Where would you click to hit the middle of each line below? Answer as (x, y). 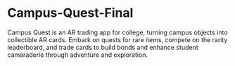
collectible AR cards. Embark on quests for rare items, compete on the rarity (118, 39)
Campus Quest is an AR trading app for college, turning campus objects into (118, 32)
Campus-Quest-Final (70, 13)
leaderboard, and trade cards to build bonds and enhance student (103, 47)
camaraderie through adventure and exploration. (78, 55)
